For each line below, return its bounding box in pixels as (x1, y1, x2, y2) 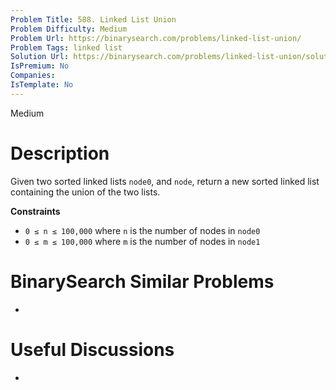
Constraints (10, 205, 61, 217)
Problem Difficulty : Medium (10, 24, 128, 34)
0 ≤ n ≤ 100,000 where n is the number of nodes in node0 (24, 224, 261, 236)
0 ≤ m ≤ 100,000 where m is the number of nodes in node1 (24, 235, 261, 247)
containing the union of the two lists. (10, 186, 161, 198)
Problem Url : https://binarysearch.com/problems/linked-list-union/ (10, 33, 302, 43)
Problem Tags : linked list (10, 42, 123, 53)
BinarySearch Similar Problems (10, 270, 275, 293)
